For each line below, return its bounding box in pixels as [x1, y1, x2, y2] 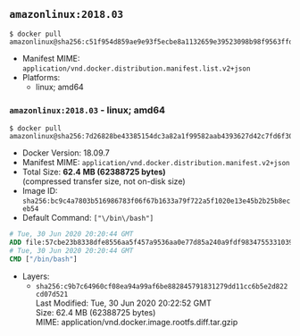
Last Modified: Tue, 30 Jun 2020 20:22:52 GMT [35, 298, 212, 308]
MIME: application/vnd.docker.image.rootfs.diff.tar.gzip [35, 316, 238, 327]
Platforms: [21, 71, 61, 82]
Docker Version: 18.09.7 [21, 147, 110, 158]
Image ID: [21, 186, 58, 197]
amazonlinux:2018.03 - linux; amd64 [9, 104, 166, 116]
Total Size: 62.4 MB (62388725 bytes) [21, 166, 167, 178]
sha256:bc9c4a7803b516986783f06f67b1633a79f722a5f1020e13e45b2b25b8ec [21, 197, 291, 206]
